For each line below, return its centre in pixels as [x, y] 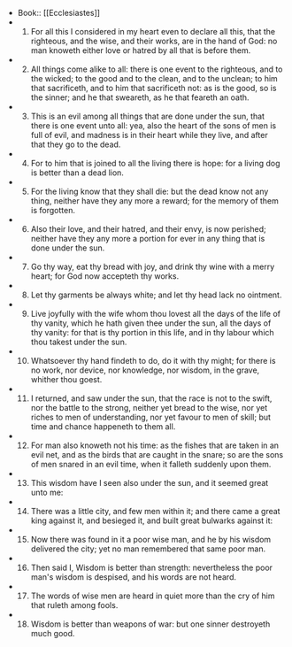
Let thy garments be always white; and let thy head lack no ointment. [156, 295]
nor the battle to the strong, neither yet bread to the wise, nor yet [149, 408]
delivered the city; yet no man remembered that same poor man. [148, 549]
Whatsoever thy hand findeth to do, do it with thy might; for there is [153, 361]
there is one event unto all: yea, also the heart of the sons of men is [154, 126]
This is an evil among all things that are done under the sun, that [148, 116]
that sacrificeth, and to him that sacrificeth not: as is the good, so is [154, 88]
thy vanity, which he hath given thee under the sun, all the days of [151, 323]
